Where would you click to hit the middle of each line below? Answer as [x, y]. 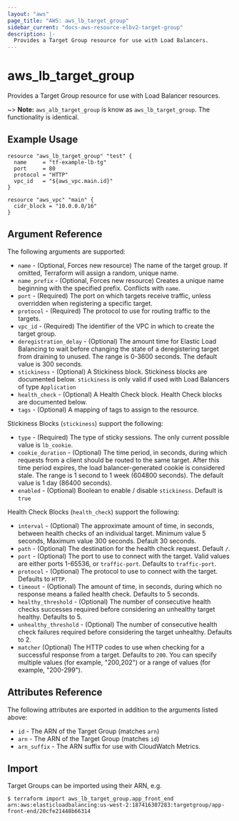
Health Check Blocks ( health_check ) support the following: [93, 512]
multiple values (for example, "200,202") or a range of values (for [114, 662]
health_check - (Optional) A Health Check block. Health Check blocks [120, 394]
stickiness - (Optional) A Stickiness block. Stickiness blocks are [112, 372]
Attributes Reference [55, 693]
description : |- [31, 34]
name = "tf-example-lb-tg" [60, 162]
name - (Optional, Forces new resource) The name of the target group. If [123, 265]
